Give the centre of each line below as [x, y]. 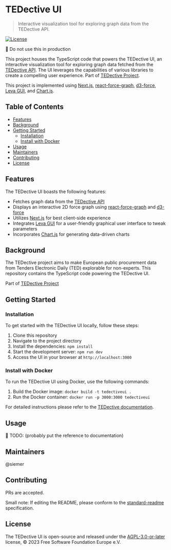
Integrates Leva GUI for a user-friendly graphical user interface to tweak [89, 223]
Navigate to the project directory [47, 341]
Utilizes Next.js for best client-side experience [62, 218]
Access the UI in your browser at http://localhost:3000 [72, 357]
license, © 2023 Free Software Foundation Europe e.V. [63, 542]
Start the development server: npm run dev [58, 352]
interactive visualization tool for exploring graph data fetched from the [79, 64]
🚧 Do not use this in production [38, 49]
